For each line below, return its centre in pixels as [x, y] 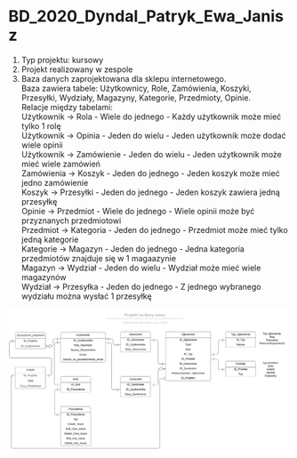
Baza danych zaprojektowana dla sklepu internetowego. [124, 78]
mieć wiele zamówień [61, 164]
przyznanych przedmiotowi [71, 221]
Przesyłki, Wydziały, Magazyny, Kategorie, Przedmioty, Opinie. [136, 97]
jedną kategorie [50, 239]
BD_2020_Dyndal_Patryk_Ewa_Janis [146, 16]
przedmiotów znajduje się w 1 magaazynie [99, 258]
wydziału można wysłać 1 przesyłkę [86, 296]
